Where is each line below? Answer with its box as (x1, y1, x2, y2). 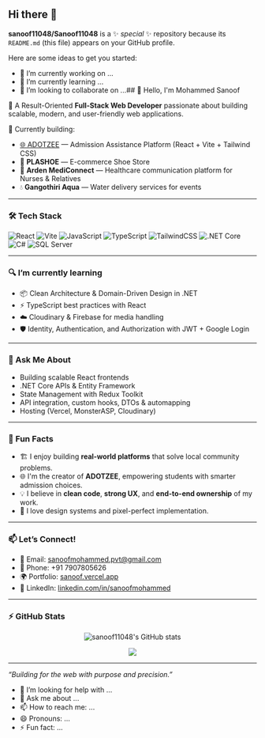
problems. (19, 464, 53, 472)
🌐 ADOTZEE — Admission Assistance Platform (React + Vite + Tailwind (19, 139, 251, 149)
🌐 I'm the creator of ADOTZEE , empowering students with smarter (19, 471, 236, 481)
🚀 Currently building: (8, 124, 75, 134)
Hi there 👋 (8, 8, 58, 21)
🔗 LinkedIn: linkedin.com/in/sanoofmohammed (19, 583, 171, 593)
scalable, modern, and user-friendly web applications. (8, 108, 184, 119)
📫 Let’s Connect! (8, 533, 77, 544)
